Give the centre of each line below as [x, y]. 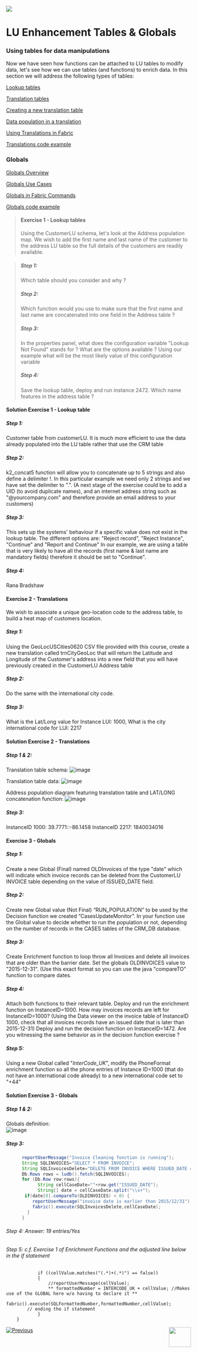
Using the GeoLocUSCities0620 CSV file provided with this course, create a [98, 646]
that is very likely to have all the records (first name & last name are [87, 551]
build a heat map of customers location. [54, 618]
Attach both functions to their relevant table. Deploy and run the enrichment [98, 1004]
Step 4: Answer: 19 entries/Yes [43, 1231]
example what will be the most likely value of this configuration [96, 355]
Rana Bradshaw [25, 586]
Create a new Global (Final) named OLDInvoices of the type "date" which [94, 869]
